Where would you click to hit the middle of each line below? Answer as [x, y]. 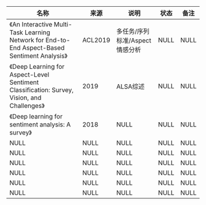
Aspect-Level [29, 75]
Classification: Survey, [42, 90]
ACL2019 [96, 40]
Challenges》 [27, 106]
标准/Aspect [134, 41]
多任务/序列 [133, 31]
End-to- [58, 40]
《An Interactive [31, 24]
